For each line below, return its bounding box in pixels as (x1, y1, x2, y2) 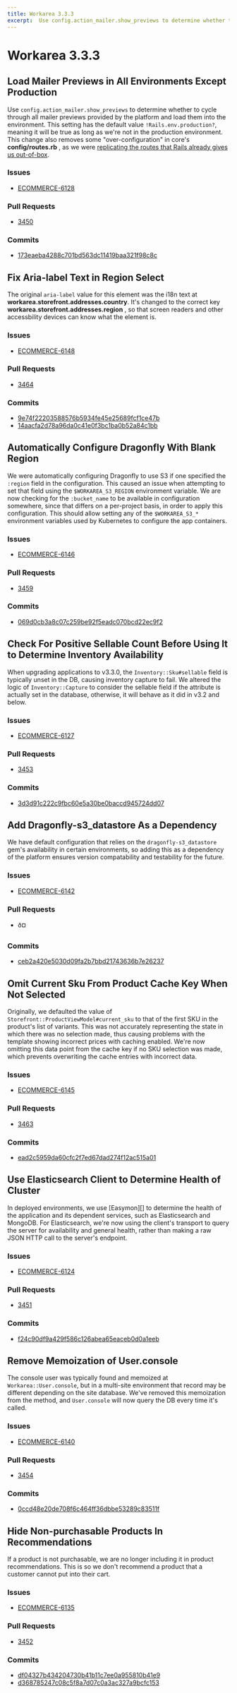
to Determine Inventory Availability (7, 649, 164, 661)
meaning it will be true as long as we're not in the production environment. (7, 128, 224, 136)
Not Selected (7, 988, 66, 1000)
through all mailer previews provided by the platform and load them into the (7, 112, 226, 121)
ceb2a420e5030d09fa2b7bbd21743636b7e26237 (17, 957, 164, 966)
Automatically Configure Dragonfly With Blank (7, 442, 217, 454)
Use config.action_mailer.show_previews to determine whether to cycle (7, 105, 217, 114)
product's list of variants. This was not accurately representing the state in (7, 1022, 224, 1031)
